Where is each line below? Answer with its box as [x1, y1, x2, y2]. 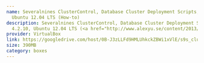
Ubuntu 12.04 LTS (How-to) [12, 14, 80, 20]
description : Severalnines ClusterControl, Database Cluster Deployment [6, 20, 194, 26]
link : [6, 37, 20, 43]
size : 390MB [6, 43, 36, 49]
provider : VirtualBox [6, 31, 61, 37]
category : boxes [6, 48, 47, 54]
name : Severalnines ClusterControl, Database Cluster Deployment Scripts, [6, 8, 200, 15]
